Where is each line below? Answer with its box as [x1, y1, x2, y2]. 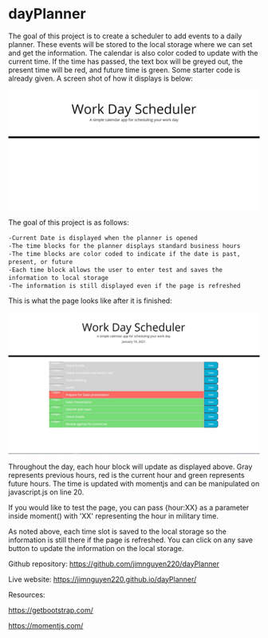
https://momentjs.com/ [8, 620, 84, 630]
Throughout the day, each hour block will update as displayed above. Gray [8, 462, 253, 471]
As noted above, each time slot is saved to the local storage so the [8, 526, 227, 536]
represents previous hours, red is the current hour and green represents [8, 470, 245, 479]
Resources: [8, 589, 45, 599]
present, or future [8, 258, 73, 266]
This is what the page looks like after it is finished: [8, 296, 173, 305]
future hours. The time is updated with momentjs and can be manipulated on [8, 478, 260, 488]
